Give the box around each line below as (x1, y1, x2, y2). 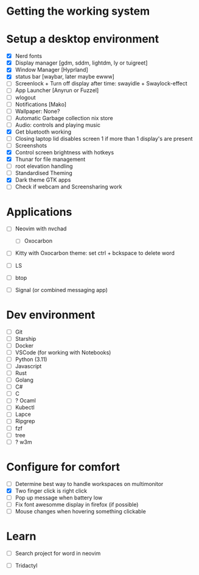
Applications (6, 205, 72, 219)
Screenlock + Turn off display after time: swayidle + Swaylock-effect (15, 80, 187, 87)
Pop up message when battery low (15, 494, 103, 501)
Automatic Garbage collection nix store (15, 114, 114, 121)
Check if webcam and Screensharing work (15, 183, 122, 190)
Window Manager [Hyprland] (15, 66, 88, 74)
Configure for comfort (6, 460, 120, 474)
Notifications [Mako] (15, 101, 67, 108)
